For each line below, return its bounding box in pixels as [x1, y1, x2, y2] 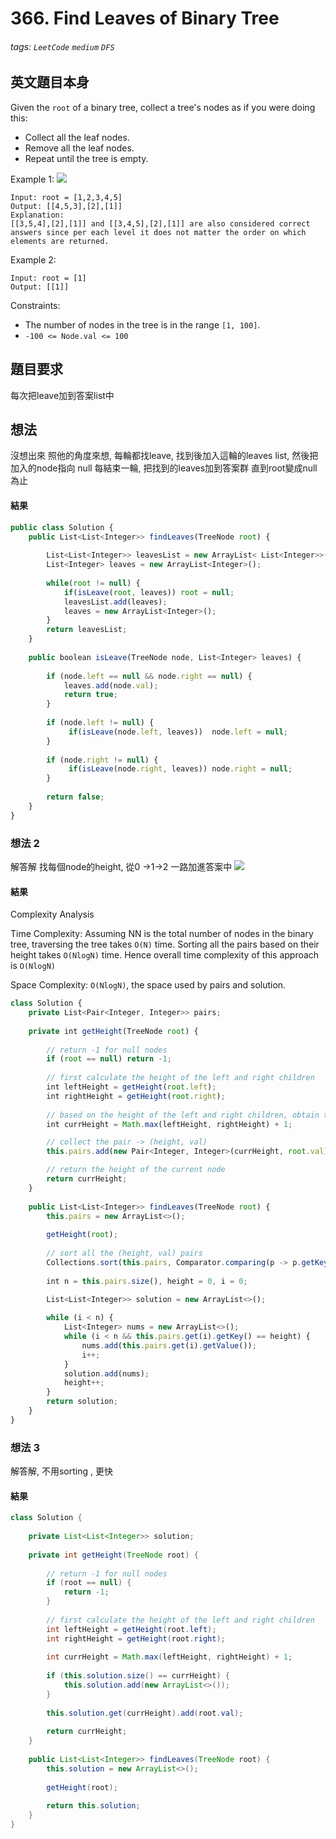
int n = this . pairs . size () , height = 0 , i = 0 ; [46, 1276, 248, 1286]
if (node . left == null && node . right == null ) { [46, 671, 253, 681]
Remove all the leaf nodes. [24, 142, 135, 154]
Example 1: [10, 173, 55, 185]
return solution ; [46, 1397, 118, 1407]
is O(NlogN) [10, 960, 56, 972]
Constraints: [10, 299, 61, 311]
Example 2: [10, 253, 57, 266]
